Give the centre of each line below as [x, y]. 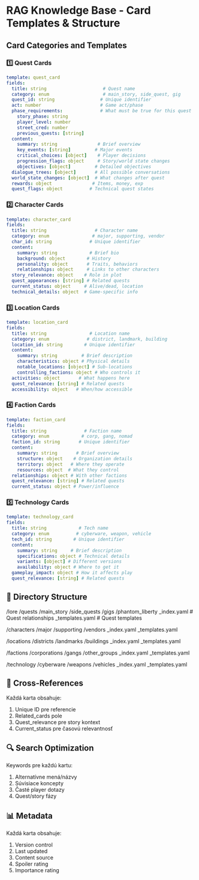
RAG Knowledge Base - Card [79, 10]
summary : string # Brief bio [68, 253]
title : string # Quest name [73, 88]
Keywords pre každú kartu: [40, 765]
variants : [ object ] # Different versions [69, 561]
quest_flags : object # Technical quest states [83, 189]
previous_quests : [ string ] [51, 133]
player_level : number [44, 122]
